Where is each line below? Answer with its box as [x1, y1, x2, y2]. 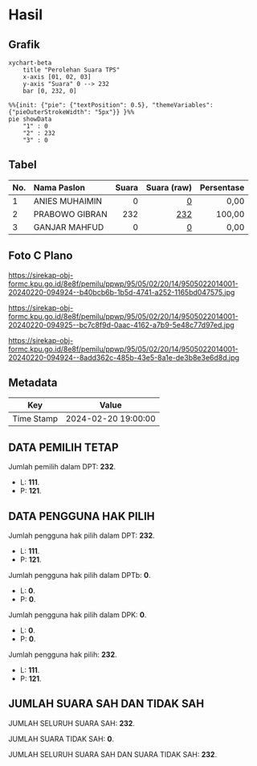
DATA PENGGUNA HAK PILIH [8, 509, 155, 523]
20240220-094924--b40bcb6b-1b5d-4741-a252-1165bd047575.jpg [8, 287, 235, 297]
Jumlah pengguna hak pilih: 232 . [8, 649, 118, 660]
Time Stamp [12, 413, 59, 424]
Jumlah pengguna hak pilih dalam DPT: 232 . [8, 530, 155, 540]
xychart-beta [8, 59, 52, 67]
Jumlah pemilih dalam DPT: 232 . [8, 462, 116, 472]
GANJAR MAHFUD [33, 221, 104, 232]
